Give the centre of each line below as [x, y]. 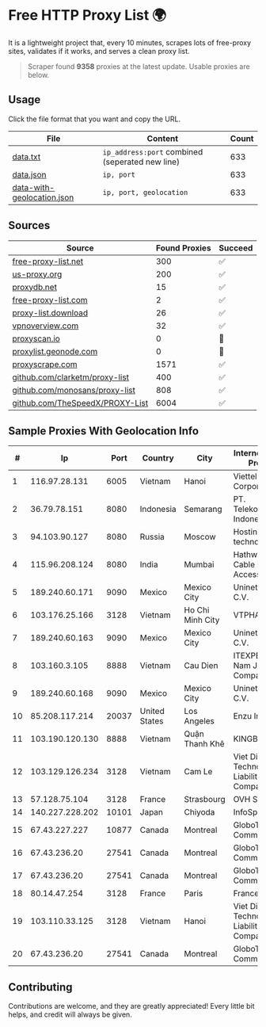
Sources [29, 225]
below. [38, 74]
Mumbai [199, 565]
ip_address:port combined [153, 151]
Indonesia [158, 510]
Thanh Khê [204, 744]
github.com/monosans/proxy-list [74, 390]
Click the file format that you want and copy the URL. [94, 119]
